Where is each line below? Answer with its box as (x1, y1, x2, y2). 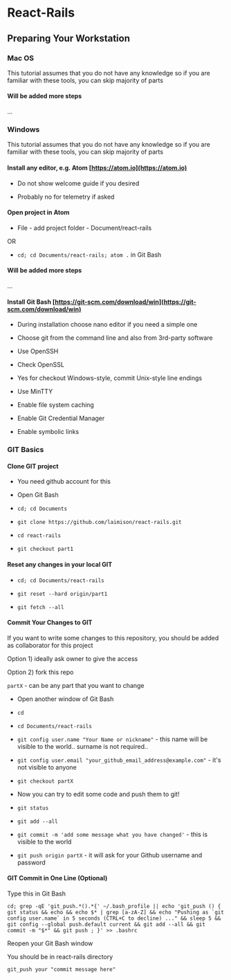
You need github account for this (17, 478, 111, 486)
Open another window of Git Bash (17, 694, 114, 703)
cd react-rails (17, 532, 62, 539)
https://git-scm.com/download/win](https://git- (55, 298, 197, 306)
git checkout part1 (17, 545, 74, 553)
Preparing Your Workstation (7, 33, 130, 44)
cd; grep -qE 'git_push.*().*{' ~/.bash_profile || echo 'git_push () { (7, 902, 221, 909)
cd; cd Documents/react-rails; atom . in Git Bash (17, 251, 162, 259)
